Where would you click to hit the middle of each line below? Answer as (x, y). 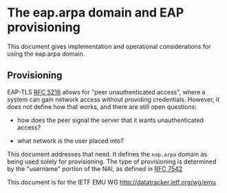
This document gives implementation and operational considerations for (109, 46)
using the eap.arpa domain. (46, 54)
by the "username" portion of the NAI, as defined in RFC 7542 (95, 169)
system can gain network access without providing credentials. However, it (113, 99)
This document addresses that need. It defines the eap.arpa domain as (107, 154)
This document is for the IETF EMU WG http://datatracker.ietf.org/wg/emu (112, 182)
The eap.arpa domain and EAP (96, 13)
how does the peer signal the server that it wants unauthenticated (110, 120)
